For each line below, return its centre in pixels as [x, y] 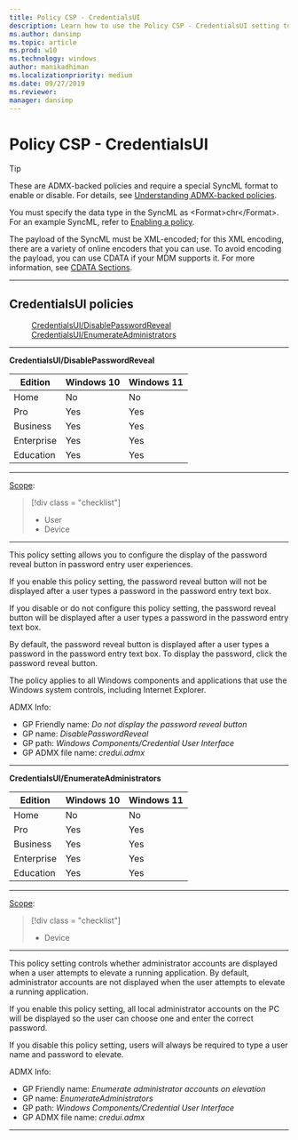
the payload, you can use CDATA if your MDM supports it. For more [132, 258]
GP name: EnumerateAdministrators [87, 1098]
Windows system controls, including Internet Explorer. [108, 690]
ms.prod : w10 [33, 51]
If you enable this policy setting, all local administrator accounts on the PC [145, 1009]
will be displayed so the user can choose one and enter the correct [132, 1018]
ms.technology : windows [53, 59]
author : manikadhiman [49, 68]
